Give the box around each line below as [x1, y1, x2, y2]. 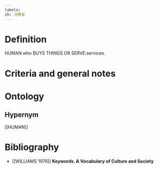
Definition [5, 34, 47, 45]
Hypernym [5, 111, 39, 119]
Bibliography [5, 141, 59, 153]
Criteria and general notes [5, 68, 116, 79]
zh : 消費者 [5, 12, 26, 17]
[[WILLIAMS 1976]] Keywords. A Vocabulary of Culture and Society [12, 158, 154, 164]
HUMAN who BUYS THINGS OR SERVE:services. [5, 50, 106, 56]
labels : [5, 7, 21, 13]
